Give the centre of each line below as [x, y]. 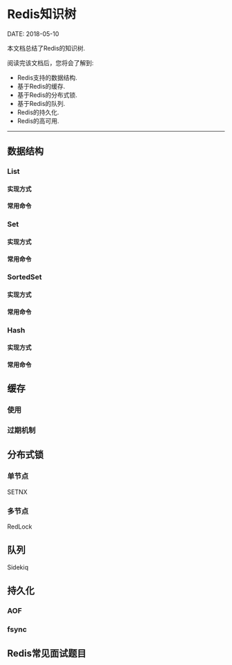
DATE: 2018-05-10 [33, 34]
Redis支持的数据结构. [47, 78]
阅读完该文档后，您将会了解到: [51, 62]
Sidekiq [18, 567]
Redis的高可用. [38, 121]
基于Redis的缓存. [41, 86]
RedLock [20, 526]
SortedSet [25, 277]
